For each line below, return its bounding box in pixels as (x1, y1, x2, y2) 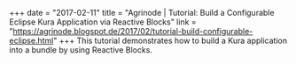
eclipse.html (9, 35, 54, 46)
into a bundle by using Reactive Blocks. (9, 45, 153, 55)
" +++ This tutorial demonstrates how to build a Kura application (52, 35, 288, 46)
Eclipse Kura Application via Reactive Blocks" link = (9, 17, 197, 27)
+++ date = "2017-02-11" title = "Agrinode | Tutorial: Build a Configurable (9, 8, 275, 18)
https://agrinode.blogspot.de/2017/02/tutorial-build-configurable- (12, 26, 253, 36)
